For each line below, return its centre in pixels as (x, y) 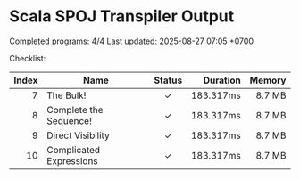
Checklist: (28, 58)
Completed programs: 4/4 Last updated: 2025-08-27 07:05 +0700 (132, 41)
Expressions (72, 160)
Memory (268, 80)
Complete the (75, 110)
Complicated (74, 150)
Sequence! (69, 120)
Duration (222, 80)
